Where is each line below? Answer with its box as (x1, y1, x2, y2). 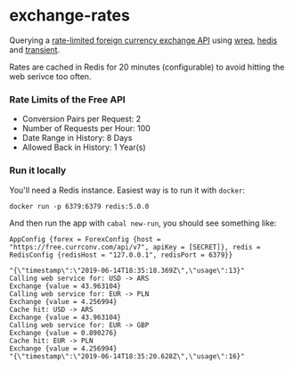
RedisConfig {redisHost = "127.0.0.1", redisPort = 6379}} (9, 251, 233, 259)
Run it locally (9, 164, 67, 177)
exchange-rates (9, 5, 131, 26)
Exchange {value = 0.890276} (9, 328, 118, 337)
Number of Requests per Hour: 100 (21, 123, 151, 134)
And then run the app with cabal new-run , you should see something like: (9, 218, 277, 228)
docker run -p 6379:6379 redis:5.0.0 (9, 201, 150, 210)
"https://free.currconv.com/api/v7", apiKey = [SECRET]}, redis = (9, 243, 261, 251)
